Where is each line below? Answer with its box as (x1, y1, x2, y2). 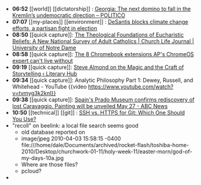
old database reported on (21, 128, 85, 136)
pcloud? (21, 167, 41, 175)
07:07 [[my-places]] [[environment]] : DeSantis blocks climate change (12, 18, 189, 25)
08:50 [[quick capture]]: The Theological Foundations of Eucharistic (12, 31, 184, 38)
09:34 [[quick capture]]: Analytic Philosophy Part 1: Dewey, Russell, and (12, 76, 194, 84)
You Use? (12, 115, 37, 123)
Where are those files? (21, 161, 78, 168)
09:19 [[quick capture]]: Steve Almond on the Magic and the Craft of (12, 63, 184, 71)
